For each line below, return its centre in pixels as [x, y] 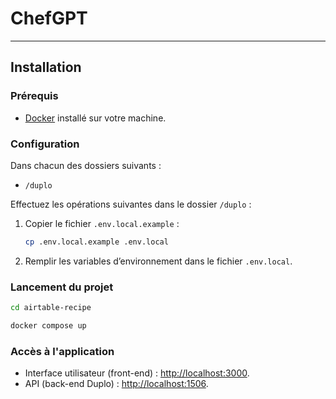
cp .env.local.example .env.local [96, 242]
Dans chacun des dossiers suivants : [86, 165]
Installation [46, 67]
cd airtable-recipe [51, 308]
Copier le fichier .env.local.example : [102, 223]
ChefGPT [49, 18]
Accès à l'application [62, 351]
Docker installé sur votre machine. [95, 118]
